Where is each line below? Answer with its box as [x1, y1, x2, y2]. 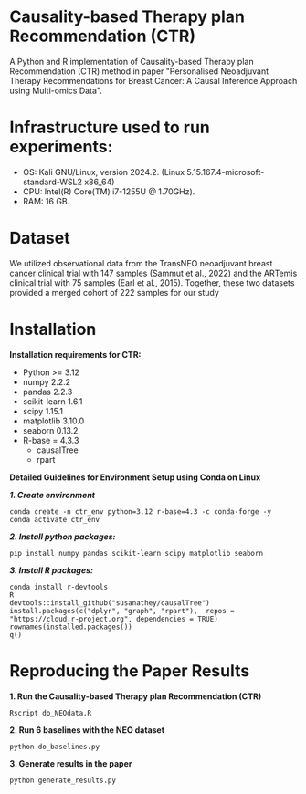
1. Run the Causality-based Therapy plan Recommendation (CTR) [9, 691, 262, 702]
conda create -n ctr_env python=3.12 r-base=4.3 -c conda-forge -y [9, 507, 272, 517]
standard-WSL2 [22, 176, 82, 187]
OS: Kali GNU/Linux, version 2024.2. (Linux [22, 166, 185, 177]
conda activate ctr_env [9, 515, 100, 524]
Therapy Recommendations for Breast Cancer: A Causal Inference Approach [9, 75, 298, 86]
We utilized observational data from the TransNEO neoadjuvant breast [9, 257, 273, 268]
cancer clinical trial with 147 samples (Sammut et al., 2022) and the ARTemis [9, 267, 298, 278]
